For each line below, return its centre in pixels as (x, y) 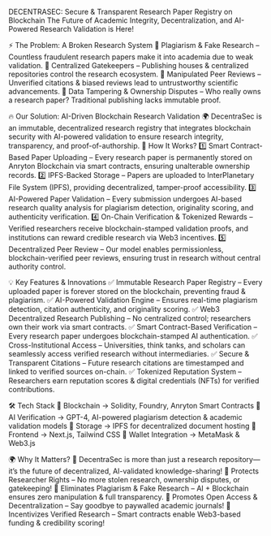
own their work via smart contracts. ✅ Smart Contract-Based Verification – (133, 327)
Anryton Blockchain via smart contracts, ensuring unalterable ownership (129, 166)
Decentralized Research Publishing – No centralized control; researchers (130, 318)
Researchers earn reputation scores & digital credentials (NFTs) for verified (134, 380)
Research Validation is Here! (87, 29)
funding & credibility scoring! (57, 523)
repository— (240, 459)
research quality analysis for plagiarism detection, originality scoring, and (131, 207)
